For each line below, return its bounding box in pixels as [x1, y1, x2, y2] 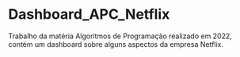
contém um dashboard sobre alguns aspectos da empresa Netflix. [8, 39, 224, 48]
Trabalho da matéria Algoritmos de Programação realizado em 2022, [8, 31, 232, 41]
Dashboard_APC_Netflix [8, 5, 170, 23]
